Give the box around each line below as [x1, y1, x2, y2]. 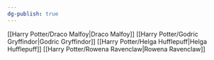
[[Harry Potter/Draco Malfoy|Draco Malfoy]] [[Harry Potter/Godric [7, 30, 198, 38]
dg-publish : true [7, 10, 59, 18]
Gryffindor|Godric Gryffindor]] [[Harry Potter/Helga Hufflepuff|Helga [7, 37, 208, 46]
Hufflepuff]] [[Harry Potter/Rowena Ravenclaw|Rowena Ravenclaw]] [7, 44, 205, 53]
